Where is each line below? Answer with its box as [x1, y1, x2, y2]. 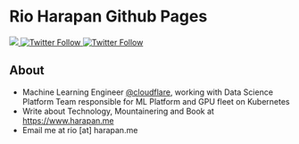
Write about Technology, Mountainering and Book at [21, 106, 214, 116]
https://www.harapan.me [21, 114, 114, 126]
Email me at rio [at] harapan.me [21, 124, 138, 135]
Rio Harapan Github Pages [9, 6, 208, 27]
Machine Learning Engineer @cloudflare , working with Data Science [21, 87, 274, 97]
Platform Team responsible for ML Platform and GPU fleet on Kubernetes [21, 96, 290, 106]
